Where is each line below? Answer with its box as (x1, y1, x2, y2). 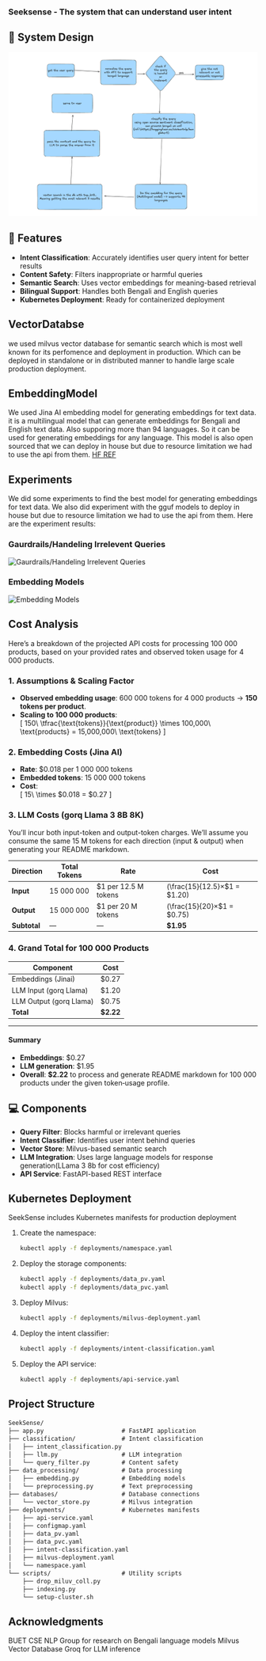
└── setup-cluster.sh (22, 1594, 93, 1602)
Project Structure (8, 1397, 95, 1411)
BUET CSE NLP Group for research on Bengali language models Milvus (8, 1636, 240, 1645)
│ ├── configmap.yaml (8, 1522, 87, 1530)
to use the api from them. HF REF (8, 450, 116, 459)
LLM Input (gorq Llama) (11, 985, 89, 995)
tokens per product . (19, 701, 87, 711)
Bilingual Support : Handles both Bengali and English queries (19, 286, 218, 295)
